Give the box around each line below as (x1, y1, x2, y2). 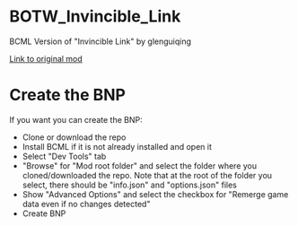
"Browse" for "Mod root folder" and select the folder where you (22, 160, 258, 171)
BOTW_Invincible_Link (9, 6, 181, 27)
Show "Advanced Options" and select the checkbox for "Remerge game (22, 188, 289, 199)
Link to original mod (9, 53, 83, 64)
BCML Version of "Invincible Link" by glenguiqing (9, 36, 191, 47)
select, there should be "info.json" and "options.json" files (22, 179, 238, 190)
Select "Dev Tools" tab (22, 151, 107, 161)
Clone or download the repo (22, 132, 127, 143)
